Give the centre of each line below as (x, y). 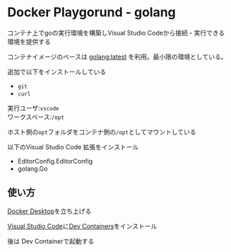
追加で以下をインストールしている (57, 71)
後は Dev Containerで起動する (51, 241)
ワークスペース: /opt (36, 117)
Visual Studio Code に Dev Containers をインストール (82, 226)
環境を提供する (29, 41)
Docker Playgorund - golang (92, 12)
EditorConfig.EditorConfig (55, 161)
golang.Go (32, 168)
